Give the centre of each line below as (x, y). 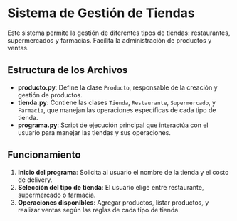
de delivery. (35, 180)
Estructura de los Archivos (68, 70)
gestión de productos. (50, 95)
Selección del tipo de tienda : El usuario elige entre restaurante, (111, 187)
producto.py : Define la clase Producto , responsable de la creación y (118, 87)
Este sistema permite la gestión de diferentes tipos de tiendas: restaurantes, (119, 33)
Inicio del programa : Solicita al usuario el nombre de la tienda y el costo (123, 172)
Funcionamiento (44, 155)
